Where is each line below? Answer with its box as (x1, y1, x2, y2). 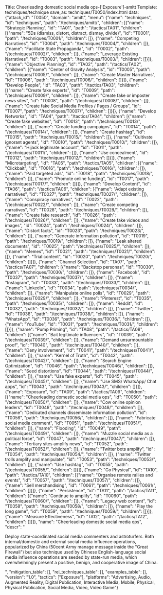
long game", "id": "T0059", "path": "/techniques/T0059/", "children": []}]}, (5, 508, 153, 514)
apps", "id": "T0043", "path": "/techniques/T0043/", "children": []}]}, (5, 384, 143, 389)
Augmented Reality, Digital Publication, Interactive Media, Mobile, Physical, (5, 579, 155, 585)
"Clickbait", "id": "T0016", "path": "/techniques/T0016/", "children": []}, (5, 165, 146, 171)
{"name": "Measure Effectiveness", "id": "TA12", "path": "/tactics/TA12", (5, 514, 148, 519)
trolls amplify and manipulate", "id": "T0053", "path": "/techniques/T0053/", (5, 457, 157, 462)
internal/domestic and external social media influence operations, (5, 539, 136, 545)
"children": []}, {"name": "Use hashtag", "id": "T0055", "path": (5, 462, 129, 467)
